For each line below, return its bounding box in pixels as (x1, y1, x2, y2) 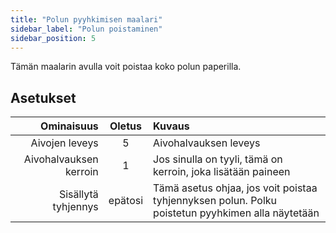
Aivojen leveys (30, 136, 99, 150)
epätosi (108, 194, 144, 208)
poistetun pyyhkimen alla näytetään (153, 206, 320, 220)
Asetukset (10, 89, 77, 106)
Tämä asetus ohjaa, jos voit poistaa (153, 181, 318, 195)
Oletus (109, 119, 142, 133)
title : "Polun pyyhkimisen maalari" (10, 14, 163, 25)
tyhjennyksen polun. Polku (153, 194, 278, 208)
